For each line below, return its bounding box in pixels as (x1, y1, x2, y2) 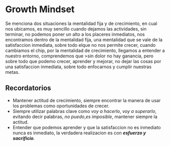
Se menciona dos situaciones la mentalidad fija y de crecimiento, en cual (5, 20, 157, 26)
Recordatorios (5, 84, 52, 93)
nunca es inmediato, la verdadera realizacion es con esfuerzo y (12, 130, 146, 136)
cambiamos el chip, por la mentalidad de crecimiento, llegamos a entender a (5, 47, 165, 53)
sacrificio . (12, 135, 35, 141)
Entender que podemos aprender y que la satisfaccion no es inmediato (12, 124, 161, 130)
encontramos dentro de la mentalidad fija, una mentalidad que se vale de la (5, 37, 163, 43)
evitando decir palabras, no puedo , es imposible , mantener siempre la (12, 113, 158, 120)
